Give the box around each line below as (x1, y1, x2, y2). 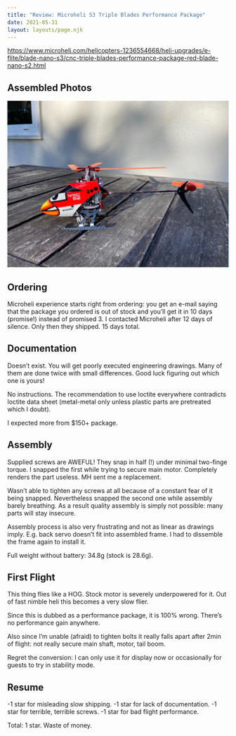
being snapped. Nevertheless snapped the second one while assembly (7, 494, 213, 502)
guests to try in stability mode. (7, 661, 96, 669)
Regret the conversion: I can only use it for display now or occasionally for (7, 654, 222, 662)
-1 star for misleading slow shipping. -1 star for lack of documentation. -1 (7, 700, 217, 709)
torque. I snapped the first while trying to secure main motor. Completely (7, 465, 218, 473)
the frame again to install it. (7, 537, 86, 546)
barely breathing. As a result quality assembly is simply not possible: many (7, 501, 223, 510)
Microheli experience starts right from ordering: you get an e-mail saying (7, 300, 218, 308)
